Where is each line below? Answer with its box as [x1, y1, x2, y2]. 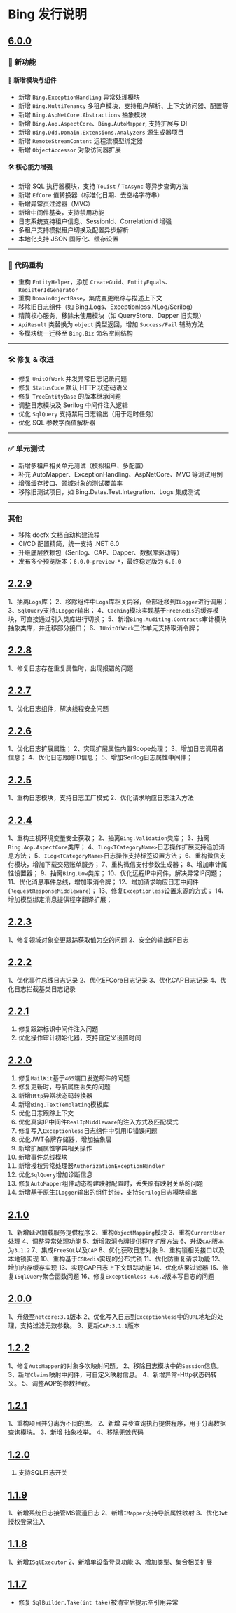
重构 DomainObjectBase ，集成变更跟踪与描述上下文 [18, 294, 163, 303]
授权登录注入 [8, 1518, 45, 1526]
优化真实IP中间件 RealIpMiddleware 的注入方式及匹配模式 [18, 1117, 179, 1127]
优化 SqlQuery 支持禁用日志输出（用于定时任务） [18, 409, 158, 418]
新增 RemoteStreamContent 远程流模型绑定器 [18, 136, 143, 145]
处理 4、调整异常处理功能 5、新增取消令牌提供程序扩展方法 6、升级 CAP [8, 1237, 212, 1246]
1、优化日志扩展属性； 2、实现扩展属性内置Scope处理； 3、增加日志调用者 [8, 745, 224, 753]
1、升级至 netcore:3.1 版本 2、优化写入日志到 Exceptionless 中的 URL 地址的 [8, 1312, 218, 1320]
